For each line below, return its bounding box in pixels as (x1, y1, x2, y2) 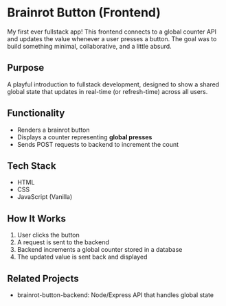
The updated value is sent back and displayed (16, 252, 148, 261)
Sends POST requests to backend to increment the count (16, 140, 179, 148)
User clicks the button (16, 231, 80, 239)
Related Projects (7, 272, 79, 284)
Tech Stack (7, 160, 56, 172)
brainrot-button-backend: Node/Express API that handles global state (16, 291, 214, 299)
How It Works (7, 213, 67, 224)
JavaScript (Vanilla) (16, 193, 73, 201)
